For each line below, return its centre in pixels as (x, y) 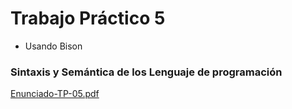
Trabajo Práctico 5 (88, 18)
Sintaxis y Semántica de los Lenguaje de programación (146, 72)
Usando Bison (53, 46)
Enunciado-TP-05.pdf (55, 94)
